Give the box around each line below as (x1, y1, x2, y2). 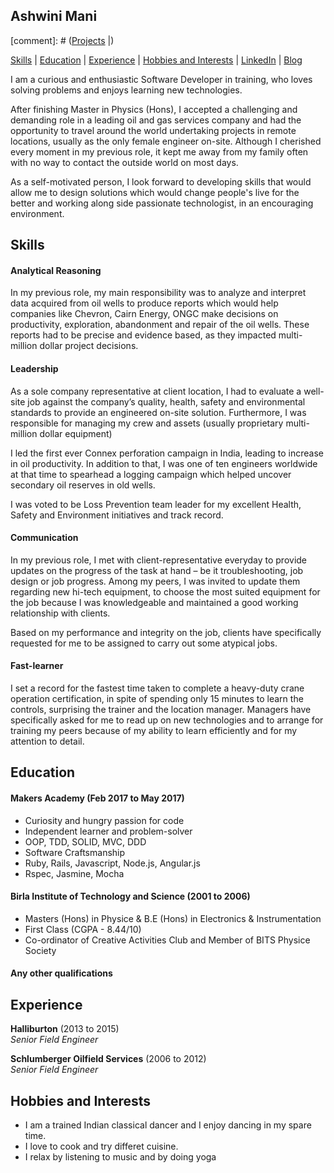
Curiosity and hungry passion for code (24, 814, 185, 826)
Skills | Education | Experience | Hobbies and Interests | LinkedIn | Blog (10, 54, 303, 66)
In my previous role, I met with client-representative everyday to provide (10, 554, 308, 566)
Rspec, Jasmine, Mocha (24, 867, 125, 879)
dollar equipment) (39, 427, 113, 439)
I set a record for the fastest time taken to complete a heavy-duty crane (10, 682, 305, 694)
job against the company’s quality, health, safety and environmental (27, 395, 306, 408)
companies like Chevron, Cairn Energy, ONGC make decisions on (10, 308, 279, 320)
